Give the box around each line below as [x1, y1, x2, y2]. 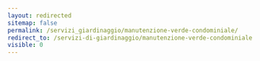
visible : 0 [7, 41, 44, 49]
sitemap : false [7, 19, 58, 27]
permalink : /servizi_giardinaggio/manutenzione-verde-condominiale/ [7, 26, 239, 34]
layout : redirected [7, 11, 72, 20]
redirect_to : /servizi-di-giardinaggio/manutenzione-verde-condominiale [7, 33, 253, 42]
